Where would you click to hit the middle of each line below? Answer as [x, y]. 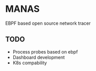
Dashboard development [39, 57]
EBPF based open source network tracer [48, 23]
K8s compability [30, 63]
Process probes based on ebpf [45, 51]
